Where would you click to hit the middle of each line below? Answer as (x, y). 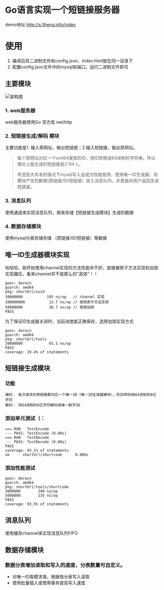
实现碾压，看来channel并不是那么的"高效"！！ (52, 274)
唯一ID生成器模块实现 (37, 255)
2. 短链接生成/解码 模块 (32, 136)
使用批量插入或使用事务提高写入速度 (49, 583)
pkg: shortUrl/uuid (25, 292)
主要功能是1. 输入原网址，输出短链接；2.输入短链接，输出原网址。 (71, 148)
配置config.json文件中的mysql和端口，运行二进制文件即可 (70, 67)
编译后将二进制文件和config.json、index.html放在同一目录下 (72, 61)
